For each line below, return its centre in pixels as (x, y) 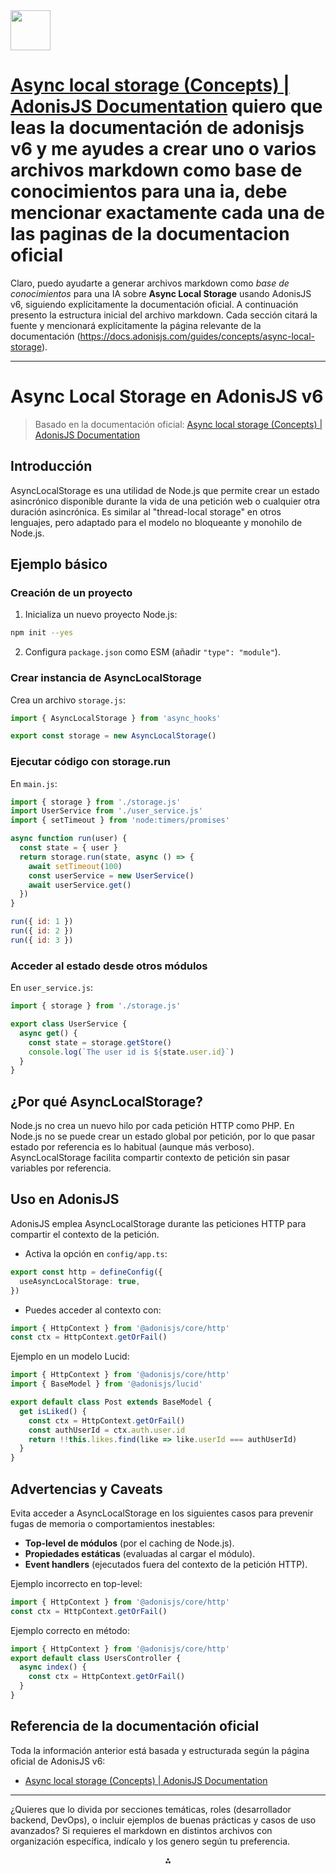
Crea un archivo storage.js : (68, 700)
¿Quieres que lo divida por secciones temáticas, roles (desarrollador (151, 1809)
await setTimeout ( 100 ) (75, 866)
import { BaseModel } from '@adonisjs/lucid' (106, 1384)
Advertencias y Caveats (86, 1489)
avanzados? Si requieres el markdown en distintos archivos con (141, 1830)
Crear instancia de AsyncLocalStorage (106, 678)
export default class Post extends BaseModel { (111, 1402)
